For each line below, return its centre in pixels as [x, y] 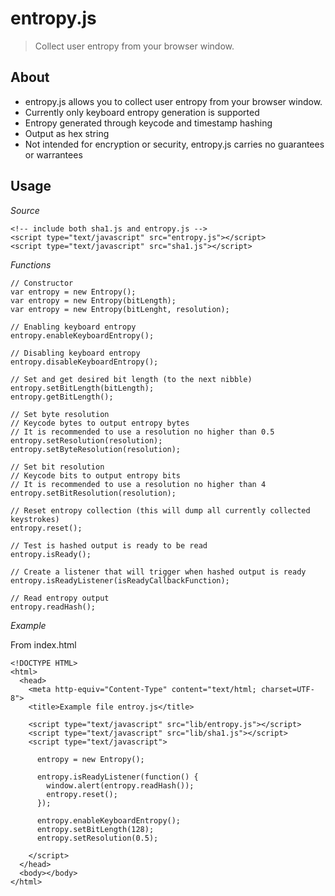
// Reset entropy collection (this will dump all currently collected [160, 510]
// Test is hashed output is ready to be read [109, 545]
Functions [31, 264]
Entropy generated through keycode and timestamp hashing [148, 123]
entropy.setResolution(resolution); [86, 440]
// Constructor [42, 283]
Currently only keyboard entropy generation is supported [142, 112]
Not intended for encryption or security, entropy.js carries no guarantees [174, 144]
